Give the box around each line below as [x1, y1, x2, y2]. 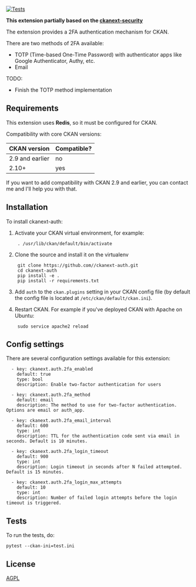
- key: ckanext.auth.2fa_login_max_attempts [11, 479, 122, 485]
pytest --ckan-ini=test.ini [6, 543, 75, 549]
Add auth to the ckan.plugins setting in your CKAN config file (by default [14, 288, 191, 295]
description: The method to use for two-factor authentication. [16, 402, 177, 408]
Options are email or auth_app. [6, 408, 85, 413]
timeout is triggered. [6, 500, 62, 506]
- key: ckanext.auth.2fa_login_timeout [11, 449, 109, 455]
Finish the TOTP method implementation [14, 86, 113, 94]
